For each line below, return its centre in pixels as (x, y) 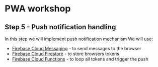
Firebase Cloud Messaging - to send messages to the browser (77, 48)
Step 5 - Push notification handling (60, 27)
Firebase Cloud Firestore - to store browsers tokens (65, 54)
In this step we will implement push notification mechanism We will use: (79, 39)
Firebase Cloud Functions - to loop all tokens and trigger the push (80, 59)
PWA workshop (38, 9)
